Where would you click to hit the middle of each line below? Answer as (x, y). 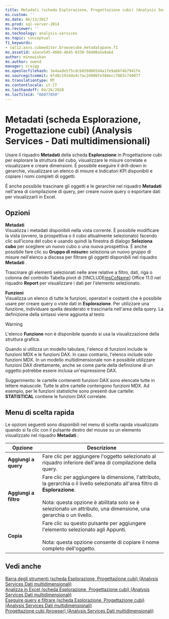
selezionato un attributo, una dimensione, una (96, 508)
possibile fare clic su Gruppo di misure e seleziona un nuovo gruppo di (78, 252)
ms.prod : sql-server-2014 (32, 24)
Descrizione (102, 448)
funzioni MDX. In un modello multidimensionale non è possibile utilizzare (80, 360)
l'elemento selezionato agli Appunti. (84, 530)
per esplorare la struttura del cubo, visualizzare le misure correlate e (76, 160)
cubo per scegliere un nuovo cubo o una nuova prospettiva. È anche (76, 247)
